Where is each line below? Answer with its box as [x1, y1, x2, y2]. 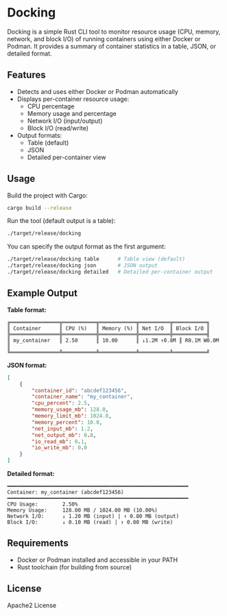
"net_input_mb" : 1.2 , [32, 425, 94, 432]
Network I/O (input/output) [27, 117, 103, 125]
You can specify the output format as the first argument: [7, 242, 166, 251]
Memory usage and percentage [27, 109, 117, 117]
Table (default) [27, 139, 69, 147]
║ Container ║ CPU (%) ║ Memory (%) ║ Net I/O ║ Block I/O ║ [7, 324, 211, 332]
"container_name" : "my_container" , [32, 393, 134, 401]
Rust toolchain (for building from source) [16, 562, 132, 571]
